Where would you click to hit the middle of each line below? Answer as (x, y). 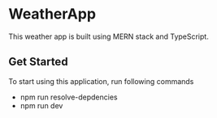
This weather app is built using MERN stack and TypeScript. (108, 36)
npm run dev (41, 105)
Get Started (38, 62)
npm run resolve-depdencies (69, 97)
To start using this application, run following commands (101, 81)
